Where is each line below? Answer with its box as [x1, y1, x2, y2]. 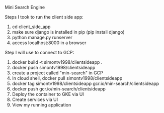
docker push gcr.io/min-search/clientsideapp [12, 86, 106, 92]
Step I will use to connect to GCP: [5, 50, 74, 55]
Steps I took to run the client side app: [5, 14, 84, 20]
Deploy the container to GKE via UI [12, 91, 84, 97]
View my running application [12, 102, 71, 107]
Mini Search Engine [5, 5, 45, 10]
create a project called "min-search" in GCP [12, 70, 104, 76]
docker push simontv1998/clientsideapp [12, 65, 96, 70]
